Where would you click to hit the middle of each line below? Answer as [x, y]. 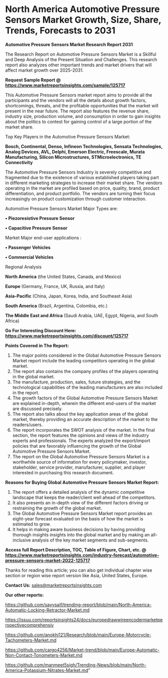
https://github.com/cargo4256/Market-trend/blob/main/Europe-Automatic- [82, 650]
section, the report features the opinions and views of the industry [80, 435]
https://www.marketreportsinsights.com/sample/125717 [65, 85]
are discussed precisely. [37, 409]
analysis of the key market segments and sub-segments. [90, 540]
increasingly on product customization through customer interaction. [76, 199]
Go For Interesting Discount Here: [41, 330]
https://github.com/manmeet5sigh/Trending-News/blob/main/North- [76, 665]
